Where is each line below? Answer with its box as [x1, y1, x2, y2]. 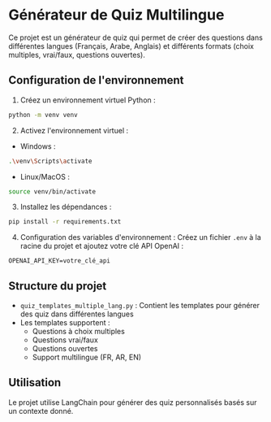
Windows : [19, 141, 56, 151]
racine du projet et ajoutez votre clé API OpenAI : [19, 241, 184, 251]
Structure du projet [8, 279, 107, 293]
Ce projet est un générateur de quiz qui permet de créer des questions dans [8, 33, 264, 42]
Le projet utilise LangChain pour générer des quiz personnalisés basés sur [8, 397, 257, 407]
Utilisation [8, 376, 62, 389]
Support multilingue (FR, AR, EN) [32, 352, 142, 363]
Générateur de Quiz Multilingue [8, 6, 225, 24]
